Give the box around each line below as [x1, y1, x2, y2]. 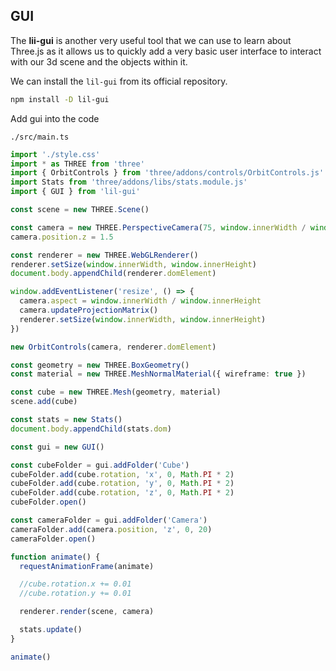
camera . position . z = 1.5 [10, 232, 114, 242]
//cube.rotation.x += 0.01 [19, 579, 132, 589]
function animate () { [10, 552, 101, 562]
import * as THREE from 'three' [10, 159, 145, 169]
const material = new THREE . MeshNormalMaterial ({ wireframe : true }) [10, 369, 307, 379]
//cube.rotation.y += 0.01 [19, 589, 132, 599]
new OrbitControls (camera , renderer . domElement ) [10, 342, 217, 352]
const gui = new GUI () [10, 442, 105, 452]
